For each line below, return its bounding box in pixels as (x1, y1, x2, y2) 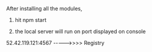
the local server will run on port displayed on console (14, 28, 146, 35)
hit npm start (14, 17, 47, 23)
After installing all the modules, (6, 5, 83, 12)
